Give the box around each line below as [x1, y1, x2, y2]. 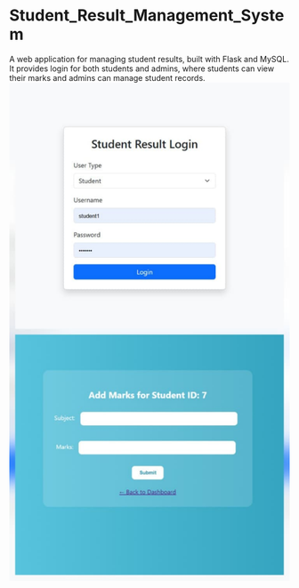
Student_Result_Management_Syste [9, 5, 285, 26]
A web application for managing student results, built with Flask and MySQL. [9, 53, 289, 64]
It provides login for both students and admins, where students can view [9, 63, 274, 74]
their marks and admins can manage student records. [9, 72, 206, 83]
